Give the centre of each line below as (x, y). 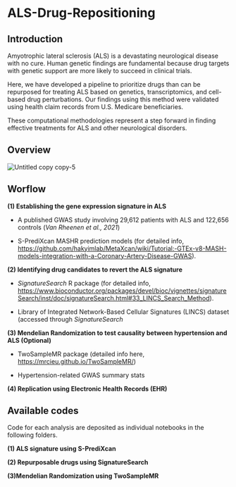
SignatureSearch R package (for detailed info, (84, 283)
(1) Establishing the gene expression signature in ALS (87, 206)
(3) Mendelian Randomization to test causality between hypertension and (117, 333)
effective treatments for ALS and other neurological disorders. (97, 128)
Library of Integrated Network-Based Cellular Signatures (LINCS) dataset (123, 312)
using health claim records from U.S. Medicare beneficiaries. (95, 107)
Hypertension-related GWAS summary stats (81, 375)
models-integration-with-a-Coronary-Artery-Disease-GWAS (105, 255)
